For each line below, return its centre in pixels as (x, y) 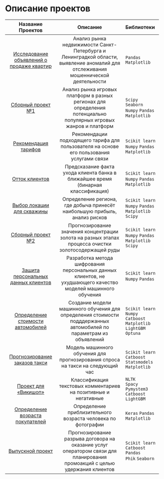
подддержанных (90, 321)
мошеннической (90, 75)
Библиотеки (140, 27)
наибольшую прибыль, (90, 211)
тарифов (31, 149)
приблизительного (90, 412)
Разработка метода (90, 258)
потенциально (90, 114)
